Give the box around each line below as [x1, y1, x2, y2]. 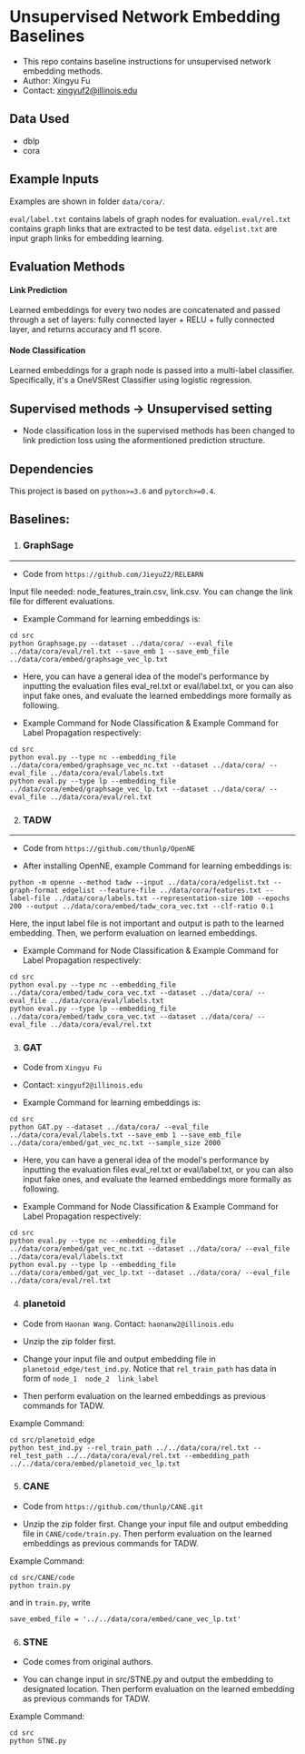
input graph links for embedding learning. [9, 232, 165, 243]
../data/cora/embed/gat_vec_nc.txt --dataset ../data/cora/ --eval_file [9, 1244, 290, 1253]
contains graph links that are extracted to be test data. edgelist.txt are [9, 223, 278, 234]
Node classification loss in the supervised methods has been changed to [22, 425, 295, 436]
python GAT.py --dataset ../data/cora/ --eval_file [9, 1122, 209, 1132]
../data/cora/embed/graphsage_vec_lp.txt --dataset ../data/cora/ [9, 785, 266, 794]
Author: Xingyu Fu [22, 75, 91, 86]
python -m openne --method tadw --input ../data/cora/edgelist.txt [9, 877, 271, 887]
